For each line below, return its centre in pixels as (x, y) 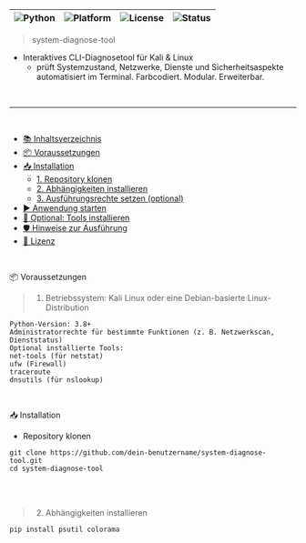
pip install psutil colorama (65, 529)
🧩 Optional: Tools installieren (76, 218)
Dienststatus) (36, 340)
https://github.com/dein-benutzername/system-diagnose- (158, 453)
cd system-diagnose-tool (56, 468)
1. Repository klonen (74, 179)
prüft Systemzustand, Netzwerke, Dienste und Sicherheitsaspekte (160, 67)
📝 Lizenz (39, 241)
